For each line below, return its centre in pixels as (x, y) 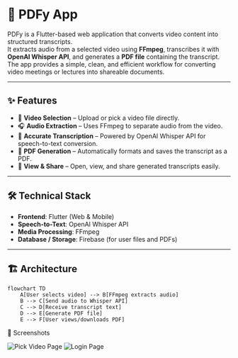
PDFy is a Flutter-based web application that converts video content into (113, 34)
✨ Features (32, 101)
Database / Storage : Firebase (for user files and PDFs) (97, 239)
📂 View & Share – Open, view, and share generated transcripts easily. (119, 166)
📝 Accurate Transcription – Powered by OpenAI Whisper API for (112, 136)
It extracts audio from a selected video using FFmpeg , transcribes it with (113, 49)
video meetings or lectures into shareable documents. (86, 72)
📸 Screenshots (29, 333)
